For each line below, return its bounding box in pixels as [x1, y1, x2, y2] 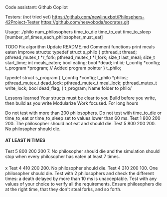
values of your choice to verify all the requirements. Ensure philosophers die [5, 181, 162, 187]
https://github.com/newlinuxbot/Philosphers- [52, 14, 145, 19]
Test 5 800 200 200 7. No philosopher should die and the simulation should [5, 148, 160, 154]
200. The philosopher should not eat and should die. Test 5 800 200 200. [5, 121, 156, 126]
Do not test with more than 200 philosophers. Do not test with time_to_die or [5, 110, 162, 116]
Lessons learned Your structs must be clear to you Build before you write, [5, 95, 157, 101]
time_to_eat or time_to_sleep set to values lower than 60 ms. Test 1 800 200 [5, 115, 161, 121]
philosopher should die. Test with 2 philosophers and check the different [5, 170, 155, 176]
